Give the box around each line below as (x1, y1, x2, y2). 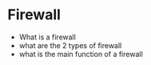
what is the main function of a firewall (18, 49, 143, 59)
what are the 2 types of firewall (18, 40, 122, 50)
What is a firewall (18, 32, 77, 42)
